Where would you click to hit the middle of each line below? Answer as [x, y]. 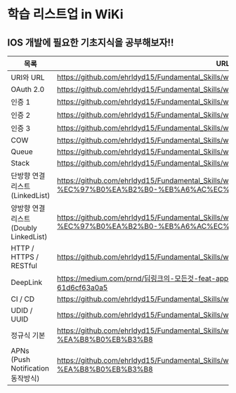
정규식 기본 [28, 335]
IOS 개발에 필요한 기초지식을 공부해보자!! [91, 42]
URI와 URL [28, 78]
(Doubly [24, 228]
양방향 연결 [28, 208]
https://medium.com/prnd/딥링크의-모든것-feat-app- [145, 278]
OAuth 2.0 [28, 89]
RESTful [24, 266]
